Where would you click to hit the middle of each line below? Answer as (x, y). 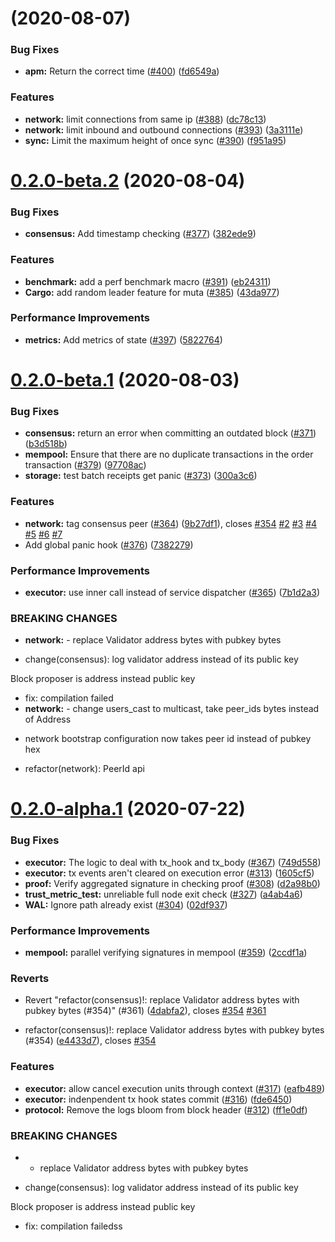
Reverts (30, 978)
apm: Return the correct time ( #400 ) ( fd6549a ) (122, 71)
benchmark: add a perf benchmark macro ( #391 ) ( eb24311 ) (148, 281)
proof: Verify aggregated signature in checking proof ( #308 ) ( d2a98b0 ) (172, 883)
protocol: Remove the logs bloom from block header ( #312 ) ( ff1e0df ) (166, 1109)
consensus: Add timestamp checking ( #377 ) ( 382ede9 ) (140, 234)
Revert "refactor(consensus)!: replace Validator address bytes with (162, 1000)
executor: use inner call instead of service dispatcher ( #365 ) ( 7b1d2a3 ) (172, 592)
